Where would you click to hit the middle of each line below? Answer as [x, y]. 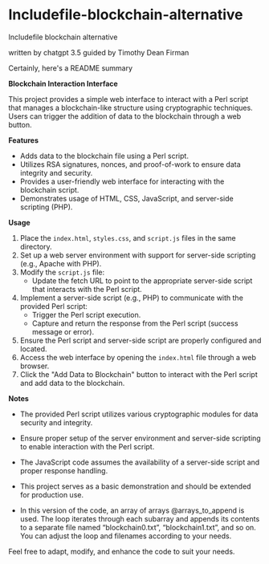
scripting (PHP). [46, 207]
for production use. [52, 494]
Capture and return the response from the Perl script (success [135, 323]
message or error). [63, 331]
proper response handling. [64, 470]
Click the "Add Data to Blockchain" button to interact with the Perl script [139, 374]
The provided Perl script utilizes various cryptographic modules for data [139, 414]
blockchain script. [49, 189]
